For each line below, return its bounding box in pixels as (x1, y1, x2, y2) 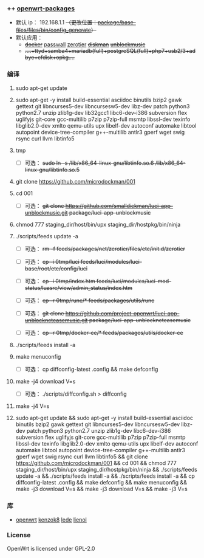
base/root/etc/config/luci (24, 264, 87, 272)
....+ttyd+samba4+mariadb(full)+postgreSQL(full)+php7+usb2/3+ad (24, 47, 196, 55)
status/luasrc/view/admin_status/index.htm (24, 284, 133, 291)
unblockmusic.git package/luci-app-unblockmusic (24, 208, 151, 216)
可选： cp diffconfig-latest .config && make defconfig (24, 366, 158, 373)
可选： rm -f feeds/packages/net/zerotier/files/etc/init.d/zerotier (24, 245, 186, 252)
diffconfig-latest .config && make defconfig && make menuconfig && (15, 479, 188, 486)
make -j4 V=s (15, 402, 50, 410)
